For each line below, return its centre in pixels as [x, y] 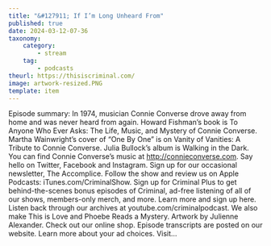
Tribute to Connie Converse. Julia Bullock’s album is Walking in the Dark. [129, 148]
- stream [52, 53]
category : [40, 46]
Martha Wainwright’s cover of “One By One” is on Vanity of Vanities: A [125, 140]
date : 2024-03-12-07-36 [48, 31]
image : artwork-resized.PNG [56, 83]
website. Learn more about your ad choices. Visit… [93, 234]
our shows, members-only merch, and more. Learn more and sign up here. [132, 199]
